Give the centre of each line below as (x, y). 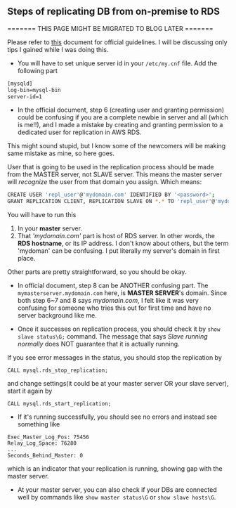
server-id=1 (25, 97)
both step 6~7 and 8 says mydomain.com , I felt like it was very (108, 301)
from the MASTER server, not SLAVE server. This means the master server (115, 174)
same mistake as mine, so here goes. (61, 153)
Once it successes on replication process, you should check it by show (119, 329)
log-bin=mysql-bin (34, 90)
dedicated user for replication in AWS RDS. (79, 132)
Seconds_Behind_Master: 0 (45, 456)
